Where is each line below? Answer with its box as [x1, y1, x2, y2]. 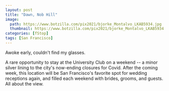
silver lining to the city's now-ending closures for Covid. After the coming [5, 64, 158, 71]
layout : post [5, 7, 33, 13]
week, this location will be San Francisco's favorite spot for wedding [5, 70, 148, 76]
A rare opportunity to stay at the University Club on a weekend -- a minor [5, 59, 158, 65]
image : [5, 17, 19, 22]
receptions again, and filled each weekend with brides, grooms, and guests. [5, 75, 163, 81]
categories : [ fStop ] [5, 31, 49, 36]
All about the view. [5, 80, 44, 86]
